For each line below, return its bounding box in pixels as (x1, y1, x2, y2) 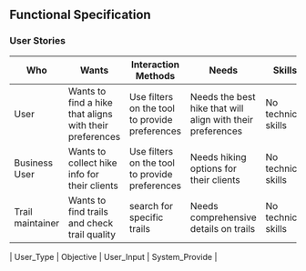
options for (189, 162, 237, 175)
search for (128, 199, 174, 212)
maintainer (14, 216, 60, 229)
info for (67, 167, 100, 180)
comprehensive (189, 211, 257, 224)
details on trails (189, 222, 256, 235)
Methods (135, 69, 176, 82)
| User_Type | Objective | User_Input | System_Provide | (9, 251, 218, 262)
